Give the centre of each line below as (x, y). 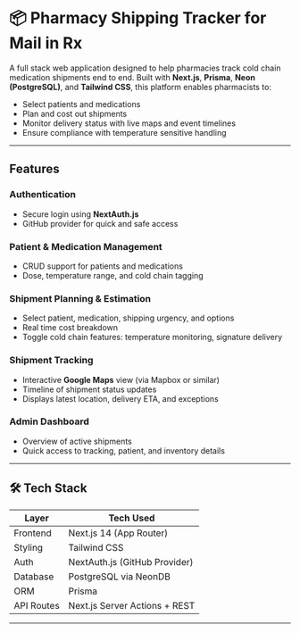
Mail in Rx (46, 43)
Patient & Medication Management (86, 246)
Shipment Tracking (51, 361)
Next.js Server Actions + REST (132, 605)
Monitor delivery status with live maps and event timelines (129, 123)
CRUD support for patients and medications (102, 266)
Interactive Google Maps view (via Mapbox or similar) (121, 379)
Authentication (42, 195)
